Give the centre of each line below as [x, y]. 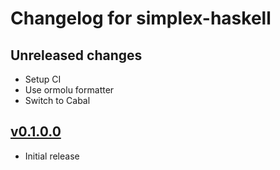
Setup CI [43, 79]
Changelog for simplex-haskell [141, 18]
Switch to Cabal [57, 100]
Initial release [52, 156]
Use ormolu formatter [69, 90]
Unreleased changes [76, 55]
